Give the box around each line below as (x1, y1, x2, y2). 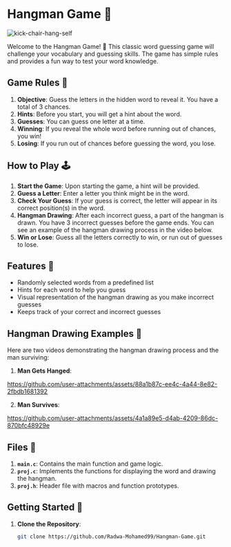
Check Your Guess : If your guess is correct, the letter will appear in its (17, 196, 218, 205)
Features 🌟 (7, 260, 54, 271)
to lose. (17, 240, 39, 249)
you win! (17, 132, 42, 140)
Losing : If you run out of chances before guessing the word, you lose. (17, 139, 216, 147)
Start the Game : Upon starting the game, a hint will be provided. (17, 182, 200, 190)
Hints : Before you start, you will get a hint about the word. (17, 110, 182, 118)
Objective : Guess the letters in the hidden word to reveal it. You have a (17, 95, 219, 103)
